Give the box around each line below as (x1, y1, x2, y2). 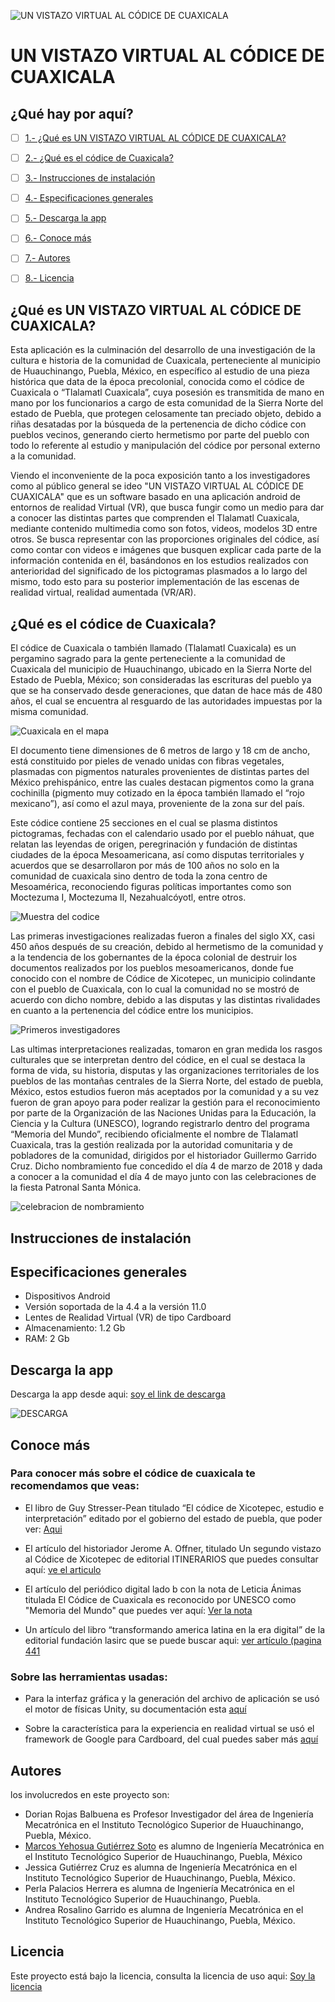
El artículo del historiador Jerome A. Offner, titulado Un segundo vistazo (24, 1542, 322, 1554)
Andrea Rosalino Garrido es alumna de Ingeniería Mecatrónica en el (24, 1903, 304, 1915)
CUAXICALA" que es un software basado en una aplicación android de (10, 491, 301, 503)
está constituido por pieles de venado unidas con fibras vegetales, (10, 755, 285, 767)
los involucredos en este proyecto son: (10, 1788, 170, 1800)
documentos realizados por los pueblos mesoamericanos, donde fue (10, 962, 294, 974)
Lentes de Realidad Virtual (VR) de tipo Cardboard (24, 1311, 232, 1324)
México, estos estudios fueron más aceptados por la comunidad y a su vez (10, 1086, 320, 1098)
